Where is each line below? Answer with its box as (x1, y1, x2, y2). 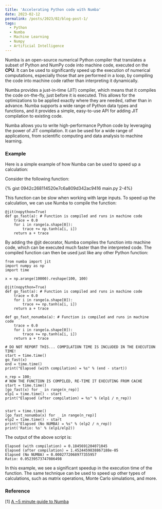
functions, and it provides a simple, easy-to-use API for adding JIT (5, 108, 139, 114)
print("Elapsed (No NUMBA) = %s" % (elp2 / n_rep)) (5, 421, 112, 426)
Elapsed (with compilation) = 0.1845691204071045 (5, 444, 108, 448)
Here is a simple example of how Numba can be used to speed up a (5, 161, 141, 167)
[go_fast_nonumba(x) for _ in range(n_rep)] (5, 413, 97, 418)
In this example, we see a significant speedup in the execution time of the (5, 465, 152, 471)
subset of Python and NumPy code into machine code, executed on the (5, 62, 148, 68)
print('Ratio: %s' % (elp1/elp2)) (5, 426, 75, 430)
